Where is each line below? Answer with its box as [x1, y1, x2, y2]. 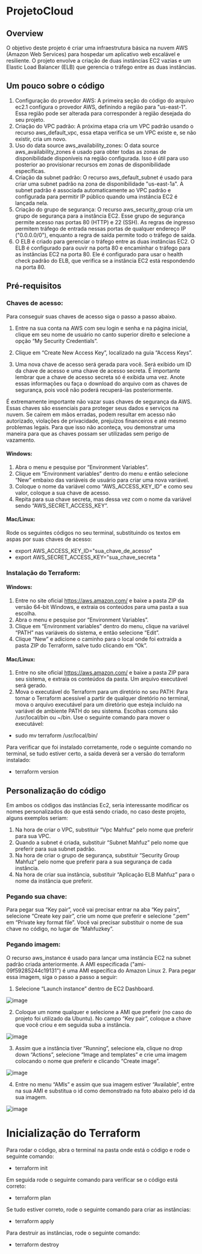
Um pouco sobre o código [6, 81, 105, 91]
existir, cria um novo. [14, 135, 67, 142]
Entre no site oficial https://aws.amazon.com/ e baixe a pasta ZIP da [14, 597, 185, 604]
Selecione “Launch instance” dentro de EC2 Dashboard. [14, 985, 155, 992]
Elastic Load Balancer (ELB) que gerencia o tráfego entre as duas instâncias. [6, 63, 197, 71]
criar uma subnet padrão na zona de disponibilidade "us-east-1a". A [14, 180, 184, 187]
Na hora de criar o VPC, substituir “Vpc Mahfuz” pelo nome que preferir [14, 826, 194, 833]
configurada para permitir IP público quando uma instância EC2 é [14, 193, 178, 200]
